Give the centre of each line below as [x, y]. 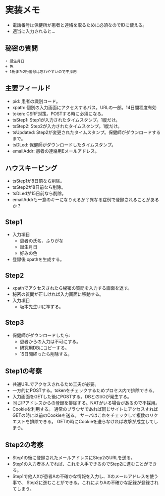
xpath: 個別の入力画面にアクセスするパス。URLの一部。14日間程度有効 [84, 107]
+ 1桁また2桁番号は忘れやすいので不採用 [41, 72]
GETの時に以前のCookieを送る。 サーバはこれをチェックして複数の [81, 415]
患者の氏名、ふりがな [41, 241]
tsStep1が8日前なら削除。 [38, 181]
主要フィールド [28, 88]
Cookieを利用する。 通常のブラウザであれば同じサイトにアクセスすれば [85, 409]
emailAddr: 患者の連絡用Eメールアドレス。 [56, 151]
